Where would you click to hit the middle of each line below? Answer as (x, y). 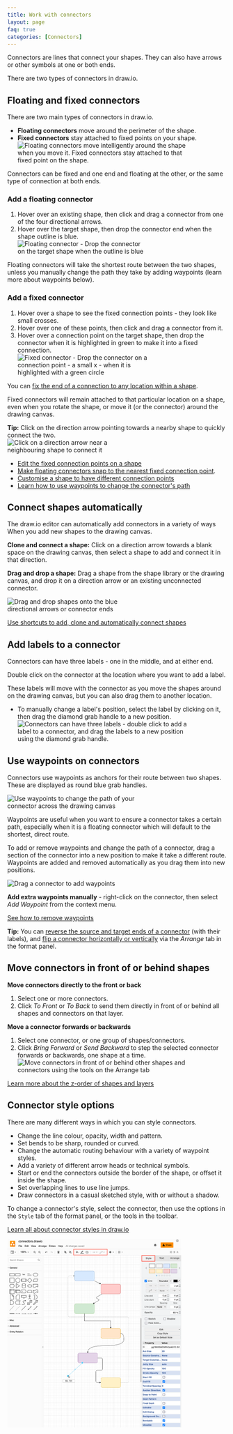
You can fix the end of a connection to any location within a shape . (103, 386)
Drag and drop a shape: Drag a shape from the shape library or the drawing (116, 573)
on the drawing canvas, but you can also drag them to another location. (110, 696)
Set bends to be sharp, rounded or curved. (79, 1143)
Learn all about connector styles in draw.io (68, 1229)
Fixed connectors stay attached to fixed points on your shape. (107, 138)
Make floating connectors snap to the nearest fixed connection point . (116, 471)
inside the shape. (42, 1180)
